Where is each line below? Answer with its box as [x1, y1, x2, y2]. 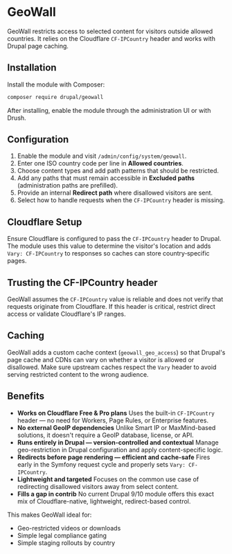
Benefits [7, 391, 45, 402]
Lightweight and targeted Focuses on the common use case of [17, 475, 199, 483]
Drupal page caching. [7, 42, 69, 50]
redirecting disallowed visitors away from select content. [17, 482, 179, 490]
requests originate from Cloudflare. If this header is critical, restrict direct [7, 303, 216, 311]
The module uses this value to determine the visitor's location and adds [7, 242, 211, 250]
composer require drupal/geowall [7, 93, 104, 100]
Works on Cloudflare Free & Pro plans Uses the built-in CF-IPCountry [17, 409, 215, 417]
